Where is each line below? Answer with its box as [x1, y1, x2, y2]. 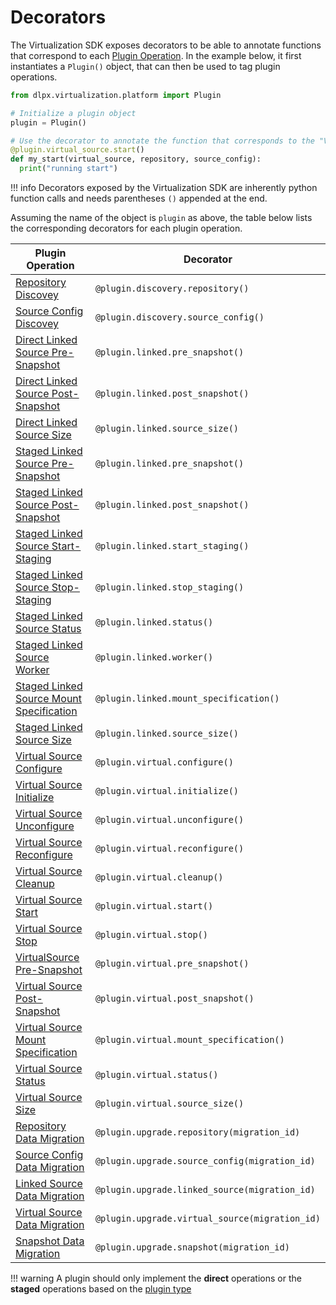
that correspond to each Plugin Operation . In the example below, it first [10, 49, 302, 61]
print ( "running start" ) [19, 164, 118, 174]
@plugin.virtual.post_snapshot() [94, 993, 255, 1005]
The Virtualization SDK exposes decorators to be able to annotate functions [10, 39, 322, 51]
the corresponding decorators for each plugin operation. [10, 222, 243, 235]
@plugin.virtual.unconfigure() [94, 814, 245, 826]
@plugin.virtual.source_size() [94, 1098, 245, 1110]
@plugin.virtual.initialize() [94, 786, 240, 797]
